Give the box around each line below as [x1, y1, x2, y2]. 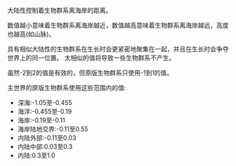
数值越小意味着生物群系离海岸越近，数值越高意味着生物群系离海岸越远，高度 [7, 21, 229, 30]
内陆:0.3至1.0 [17, 151, 55, 160]
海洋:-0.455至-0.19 [17, 108, 72, 115]
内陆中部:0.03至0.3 [17, 143, 73, 151]
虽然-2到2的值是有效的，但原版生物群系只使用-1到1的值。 [7, 69, 173, 77]
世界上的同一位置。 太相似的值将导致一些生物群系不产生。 [7, 53, 176, 62]
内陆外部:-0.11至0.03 [17, 134, 77, 142]
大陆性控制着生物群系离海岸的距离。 [7, 6, 112, 14]
